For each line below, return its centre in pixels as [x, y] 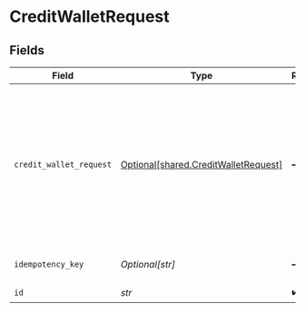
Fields [27, 50]
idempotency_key [49, 264]
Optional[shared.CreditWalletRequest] [202, 165]
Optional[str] [148, 264]
